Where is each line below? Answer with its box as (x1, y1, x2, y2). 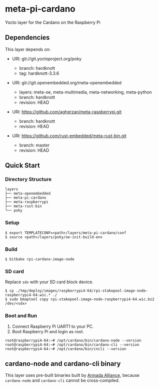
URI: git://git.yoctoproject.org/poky (12, 56, 82, 62)
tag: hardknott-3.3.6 (19, 70, 59, 76)
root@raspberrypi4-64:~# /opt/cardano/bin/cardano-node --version (5, 338, 142, 343)
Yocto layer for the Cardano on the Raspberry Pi (5, 19, 101, 25)
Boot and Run (5, 312, 37, 319)
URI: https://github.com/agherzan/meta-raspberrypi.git (12, 109, 122, 114)
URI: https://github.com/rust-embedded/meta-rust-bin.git (12, 132, 127, 139)
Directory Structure (5, 176, 52, 183)
